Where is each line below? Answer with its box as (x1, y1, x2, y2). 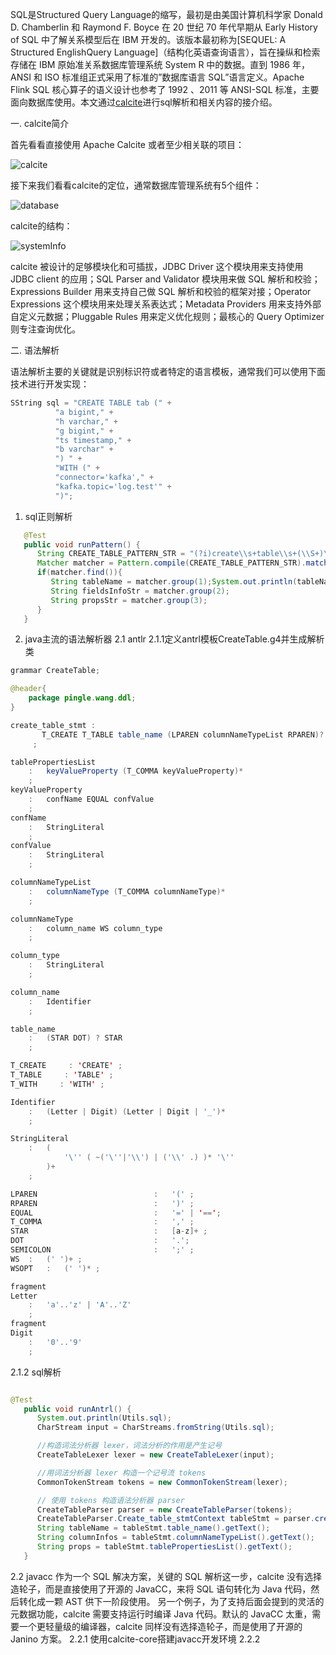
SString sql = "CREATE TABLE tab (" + (10, 398, 172, 408)
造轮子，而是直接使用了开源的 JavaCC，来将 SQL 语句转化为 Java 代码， (10, 1583, 312, 1595)
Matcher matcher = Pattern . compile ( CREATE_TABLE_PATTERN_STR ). (36, 558, 307, 568)
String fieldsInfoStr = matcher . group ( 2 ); (50, 586, 230, 596)
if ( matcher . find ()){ (36, 568, 123, 578)
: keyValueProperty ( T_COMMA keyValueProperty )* (28, 766, 244, 777)
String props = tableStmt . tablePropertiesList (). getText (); (36, 1542, 293, 1552)
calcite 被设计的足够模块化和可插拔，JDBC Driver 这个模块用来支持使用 (10, 261, 304, 272)
